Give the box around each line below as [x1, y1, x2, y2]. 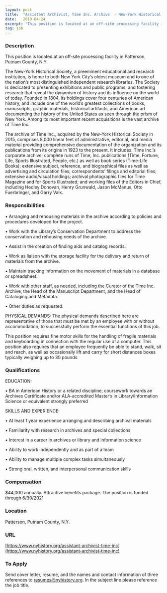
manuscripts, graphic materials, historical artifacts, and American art [5, 106, 146, 112]
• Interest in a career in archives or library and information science [5, 437, 142, 443]
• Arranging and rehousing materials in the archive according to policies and [5, 213, 162, 219]
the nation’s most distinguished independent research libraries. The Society [5, 79, 160, 85]
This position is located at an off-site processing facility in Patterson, [5, 53, 146, 60]
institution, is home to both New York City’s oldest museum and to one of [5, 74, 155, 80]
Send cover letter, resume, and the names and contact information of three [5, 572, 158, 578]
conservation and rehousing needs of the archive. [5, 233, 107, 239]
